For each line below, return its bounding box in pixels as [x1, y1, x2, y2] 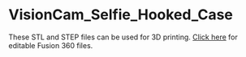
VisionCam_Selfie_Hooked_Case [8, 6, 233, 24]
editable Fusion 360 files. [8, 40, 93, 50]
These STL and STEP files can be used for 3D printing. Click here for [8, 32, 238, 42]
